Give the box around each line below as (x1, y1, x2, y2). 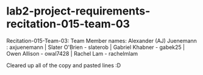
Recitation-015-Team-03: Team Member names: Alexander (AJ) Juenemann (6, 37, 197, 44)
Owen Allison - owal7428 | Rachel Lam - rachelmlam (6, 50, 138, 57)
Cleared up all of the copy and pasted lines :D (6, 62, 121, 69)
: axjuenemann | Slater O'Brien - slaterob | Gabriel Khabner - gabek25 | (6, 44, 185, 51)
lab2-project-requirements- (6, 4, 151, 18)
